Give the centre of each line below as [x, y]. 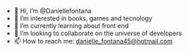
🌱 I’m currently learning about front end [71, 26]
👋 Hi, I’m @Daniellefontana [53, 11]
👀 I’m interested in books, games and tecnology [83, 18]
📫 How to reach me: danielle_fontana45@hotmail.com [93, 41]
